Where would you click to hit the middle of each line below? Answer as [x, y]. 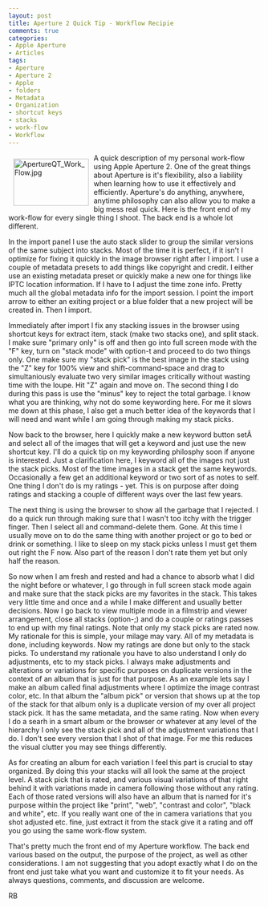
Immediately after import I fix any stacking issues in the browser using [124, 325]
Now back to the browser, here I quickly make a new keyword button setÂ [130, 435]
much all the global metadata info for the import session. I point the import [131, 293]
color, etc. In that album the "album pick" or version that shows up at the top [134, 695]
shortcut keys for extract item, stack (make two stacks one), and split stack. [134, 334]
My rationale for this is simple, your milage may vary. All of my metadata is [131, 636]
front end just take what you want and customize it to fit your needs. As [126, 872]
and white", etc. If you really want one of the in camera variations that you [130, 813]
